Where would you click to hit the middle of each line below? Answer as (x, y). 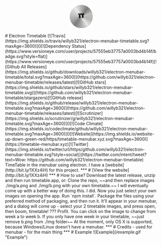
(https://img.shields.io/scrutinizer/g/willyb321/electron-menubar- (70, 118)
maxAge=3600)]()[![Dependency (38, 46)
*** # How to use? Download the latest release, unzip (102, 175)
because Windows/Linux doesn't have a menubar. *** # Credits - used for (79, 227)
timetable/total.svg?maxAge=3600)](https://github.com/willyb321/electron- (80, 77)
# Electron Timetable (26, 35)
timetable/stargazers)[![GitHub (36, 98)
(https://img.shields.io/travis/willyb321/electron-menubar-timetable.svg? (77, 41)
